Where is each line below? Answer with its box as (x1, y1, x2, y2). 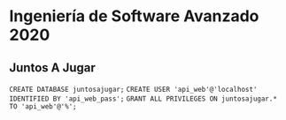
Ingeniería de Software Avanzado (9, 6, 259, 26)
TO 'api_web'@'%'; (9, 102, 77, 111)
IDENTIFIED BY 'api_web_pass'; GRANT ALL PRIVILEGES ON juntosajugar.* (9, 94, 277, 103)
